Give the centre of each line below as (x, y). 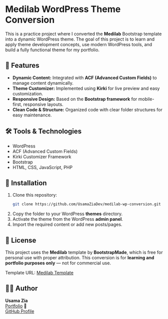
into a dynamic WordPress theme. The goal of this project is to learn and (80, 39)
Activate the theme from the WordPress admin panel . (68, 219)
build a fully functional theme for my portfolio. (52, 50)
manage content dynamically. (43, 83)
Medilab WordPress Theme (63, 9)
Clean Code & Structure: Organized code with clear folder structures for (88, 109)
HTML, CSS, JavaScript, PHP (42, 167)
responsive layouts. (43, 104)
